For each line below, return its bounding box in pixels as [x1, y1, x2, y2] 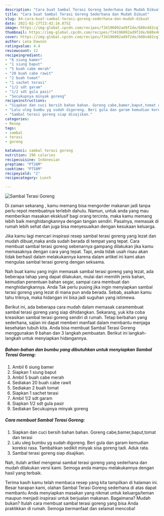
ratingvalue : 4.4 [5, 44, 41, 49]
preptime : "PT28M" [5, 162, 42, 167]
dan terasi [12, 435, 33, 441]
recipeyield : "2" [5, 171, 41, 176]
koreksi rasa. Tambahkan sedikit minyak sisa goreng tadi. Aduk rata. [12, 445, 149, 451]
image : [5, 25, 19, 30]
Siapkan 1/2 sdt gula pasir [12, 400, 64, 407]
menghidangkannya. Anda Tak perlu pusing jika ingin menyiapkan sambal [5, 284, 153, 290]
